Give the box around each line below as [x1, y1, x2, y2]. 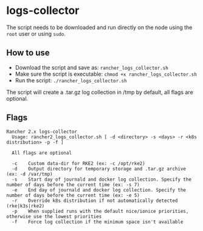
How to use [6, 48, 50, 58]
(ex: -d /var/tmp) [6, 171, 53, 177]
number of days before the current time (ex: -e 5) [6, 192, 140, 198]
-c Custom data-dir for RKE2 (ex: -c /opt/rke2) [12, 160, 146, 167]
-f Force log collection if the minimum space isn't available [12, 219, 184, 225]
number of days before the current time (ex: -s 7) [6, 181, 140, 188]
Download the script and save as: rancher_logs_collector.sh [15, 64, 168, 71]
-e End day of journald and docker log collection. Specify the [12, 187, 187, 193]
